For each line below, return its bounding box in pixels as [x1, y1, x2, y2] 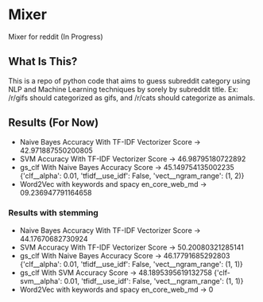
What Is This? [8, 55, 78, 68]
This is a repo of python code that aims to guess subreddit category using [8, 75, 250, 85]
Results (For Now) [8, 116, 99, 130]
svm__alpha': [19, 276, 63, 285]
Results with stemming [8, 207, 99, 219]
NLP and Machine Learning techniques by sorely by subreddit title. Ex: [8, 84, 238, 94]
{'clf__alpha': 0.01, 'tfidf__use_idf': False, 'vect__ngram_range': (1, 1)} [19, 259, 244, 269]
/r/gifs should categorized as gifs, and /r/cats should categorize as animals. [8, 93, 256, 103]
